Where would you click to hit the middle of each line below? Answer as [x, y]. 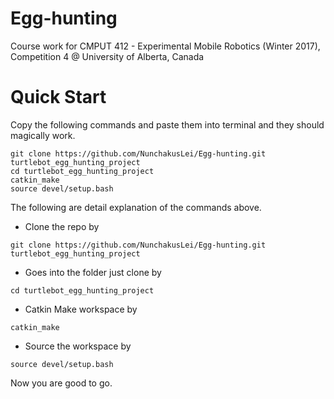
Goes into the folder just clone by [93, 272]
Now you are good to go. [61, 383]
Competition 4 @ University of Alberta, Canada [107, 56]
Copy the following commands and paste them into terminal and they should [167, 124]
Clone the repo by [62, 226]
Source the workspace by [78, 346]
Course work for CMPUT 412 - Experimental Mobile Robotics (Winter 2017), [165, 46]
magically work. [43, 135]
